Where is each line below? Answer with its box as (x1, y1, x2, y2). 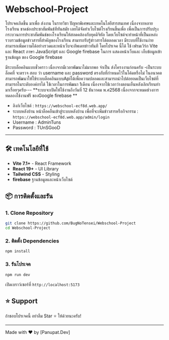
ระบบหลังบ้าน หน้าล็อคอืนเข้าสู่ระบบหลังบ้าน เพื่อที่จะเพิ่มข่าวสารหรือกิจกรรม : (12, 108, 138, 114)
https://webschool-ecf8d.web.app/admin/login (12, 115, 110, 120)
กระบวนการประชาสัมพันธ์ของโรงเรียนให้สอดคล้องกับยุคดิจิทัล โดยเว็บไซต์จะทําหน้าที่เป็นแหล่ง (5, 31, 158, 37)
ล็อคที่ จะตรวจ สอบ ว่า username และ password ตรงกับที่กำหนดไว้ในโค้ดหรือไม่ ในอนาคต (5, 69, 162, 76)
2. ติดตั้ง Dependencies (5, 237, 59, 244)
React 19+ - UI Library (12, 165, 59, 172)
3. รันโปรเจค (5, 261, 31, 268)
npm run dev (5, 272, 30, 277)
